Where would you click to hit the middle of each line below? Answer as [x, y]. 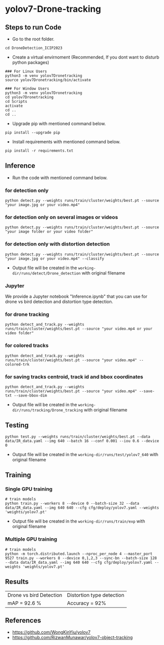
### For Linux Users [26, 71]
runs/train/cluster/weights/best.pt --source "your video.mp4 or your [79, 329]
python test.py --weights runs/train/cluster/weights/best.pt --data [78, 436]
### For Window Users [27, 89]
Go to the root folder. [33, 39]
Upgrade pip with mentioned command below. [59, 123]
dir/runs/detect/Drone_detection [46, 273]
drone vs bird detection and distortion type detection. [59, 302]
